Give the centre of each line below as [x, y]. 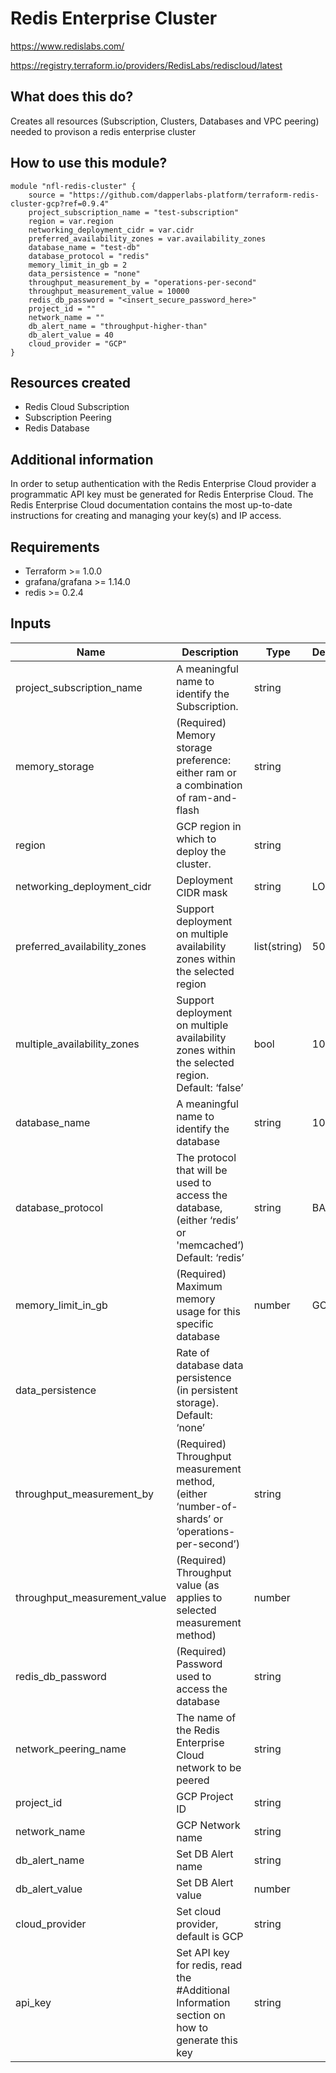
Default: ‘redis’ [210, 1257]
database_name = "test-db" [84, 247]
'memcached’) [210, 1245]
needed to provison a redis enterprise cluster [103, 131]
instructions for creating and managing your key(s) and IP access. [146, 516]
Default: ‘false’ [210, 1087]
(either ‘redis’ [207, 1220]
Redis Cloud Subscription [77, 407]
